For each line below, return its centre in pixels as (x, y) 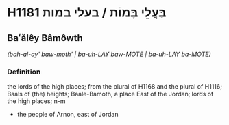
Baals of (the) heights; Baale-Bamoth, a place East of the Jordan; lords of (110, 94)
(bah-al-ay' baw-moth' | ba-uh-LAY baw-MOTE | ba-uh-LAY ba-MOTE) (109, 54)
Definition (24, 72)
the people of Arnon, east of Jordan (68, 115)
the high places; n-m (36, 101)
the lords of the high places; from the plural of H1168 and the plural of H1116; (115, 87)
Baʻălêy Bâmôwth (45, 38)
